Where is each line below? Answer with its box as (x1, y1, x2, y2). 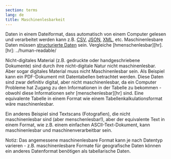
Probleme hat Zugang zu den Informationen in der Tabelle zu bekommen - (5, 85, 162, 91)
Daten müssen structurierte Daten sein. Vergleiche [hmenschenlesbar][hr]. (5, 42, 163, 48)
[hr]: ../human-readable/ (5, 47, 57, 54)
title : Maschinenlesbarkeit (5, 17, 66, 22)
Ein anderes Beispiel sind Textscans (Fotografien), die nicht (5, 111, 131, 117)
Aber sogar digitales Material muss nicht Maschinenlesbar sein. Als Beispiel (5, 68, 165, 74)
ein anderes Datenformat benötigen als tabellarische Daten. (5, 148, 131, 154)
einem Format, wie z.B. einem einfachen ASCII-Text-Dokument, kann (5, 122, 150, 128)
